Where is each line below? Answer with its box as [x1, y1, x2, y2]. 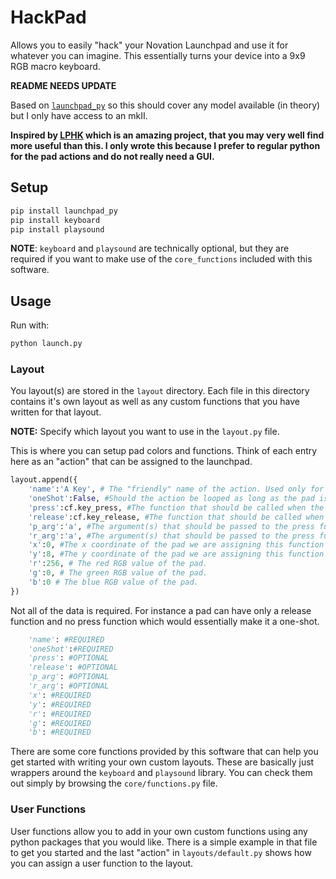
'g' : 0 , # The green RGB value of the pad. [28, 568, 208, 578]
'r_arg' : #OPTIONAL [28, 681, 110, 691]
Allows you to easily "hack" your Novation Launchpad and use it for [10, 39, 289, 51]
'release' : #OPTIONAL [28, 662, 118, 673]
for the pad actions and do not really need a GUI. [10, 150, 215, 162]
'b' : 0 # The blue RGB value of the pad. [28, 577, 199, 587]
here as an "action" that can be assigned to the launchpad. [10, 456, 253, 468]
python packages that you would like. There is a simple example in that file [10, 836, 318, 848]
